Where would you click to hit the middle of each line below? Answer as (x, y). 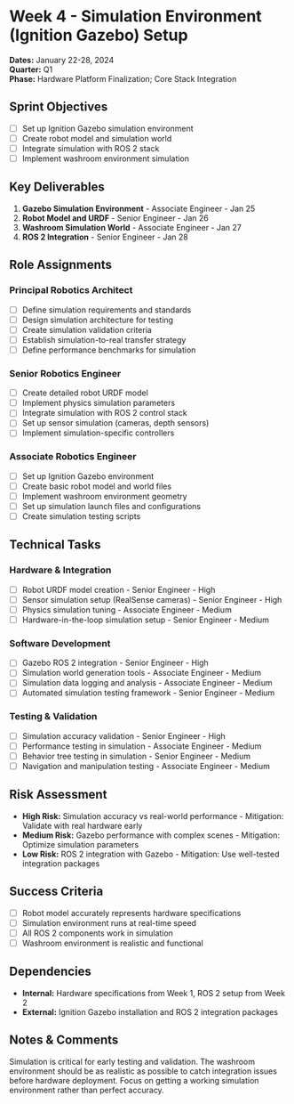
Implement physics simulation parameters (99, 403)
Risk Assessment (58, 795)
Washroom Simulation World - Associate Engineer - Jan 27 (132, 227)
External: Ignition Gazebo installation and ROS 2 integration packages (150, 1011)
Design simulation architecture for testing (98, 320)
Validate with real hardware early (82, 825)
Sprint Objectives (59, 107)
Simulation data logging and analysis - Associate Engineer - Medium (147, 683)
